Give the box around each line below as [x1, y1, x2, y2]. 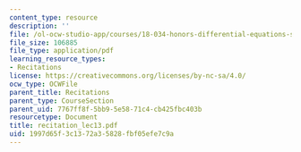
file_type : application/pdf [9, 46, 115, 55]
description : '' [9, 21, 70, 30]
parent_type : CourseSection [9, 96, 115, 106]
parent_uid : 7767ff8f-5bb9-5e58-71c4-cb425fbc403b [9, 105, 202, 114]
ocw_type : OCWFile [9, 80, 78, 89]
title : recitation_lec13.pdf [9, 122, 118, 131]
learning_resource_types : [9, 55, 106, 63]
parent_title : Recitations [9, 88, 110, 97]
